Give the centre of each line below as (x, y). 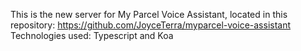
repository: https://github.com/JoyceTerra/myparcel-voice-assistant (151, 25)
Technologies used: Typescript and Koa (92, 35)
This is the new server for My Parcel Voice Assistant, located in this (149, 14)
